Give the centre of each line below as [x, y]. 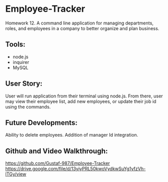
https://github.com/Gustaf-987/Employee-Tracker [58, 163]
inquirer [21, 62]
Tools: [15, 45]
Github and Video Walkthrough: [57, 151]
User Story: [24, 84]
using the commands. [28, 107]
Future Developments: [41, 123]
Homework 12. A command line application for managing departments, [79, 23]
